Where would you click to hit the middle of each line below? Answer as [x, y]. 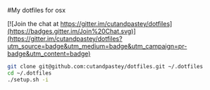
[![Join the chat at [33, 24]
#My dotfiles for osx [36, 10]
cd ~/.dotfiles [30, 73]
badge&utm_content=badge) [49, 53]
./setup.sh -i [28, 79]
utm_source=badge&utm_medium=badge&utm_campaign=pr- [97, 46]
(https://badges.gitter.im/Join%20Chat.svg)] [72, 31]
